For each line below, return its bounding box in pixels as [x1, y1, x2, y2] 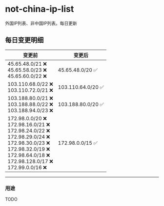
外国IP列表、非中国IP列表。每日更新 [5, 20, 77, 26]
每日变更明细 [5, 36, 44, 45]
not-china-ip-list [5, 3, 74, 15]
